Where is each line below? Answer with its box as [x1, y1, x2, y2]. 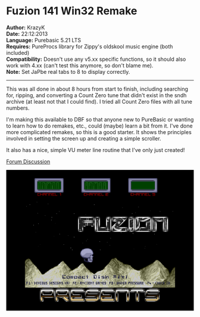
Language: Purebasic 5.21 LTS [6, 36, 82, 43]
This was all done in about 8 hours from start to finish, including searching [6, 85, 189, 92]
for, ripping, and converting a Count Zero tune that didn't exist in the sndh [6, 91, 187, 99]
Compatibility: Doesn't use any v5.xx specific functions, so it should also [6, 55, 186, 63]
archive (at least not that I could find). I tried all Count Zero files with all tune [6, 98, 192, 105]
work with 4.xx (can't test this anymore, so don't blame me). [6, 61, 154, 69]
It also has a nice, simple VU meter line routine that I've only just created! [6, 146, 185, 153]
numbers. [6, 104, 30, 111]
